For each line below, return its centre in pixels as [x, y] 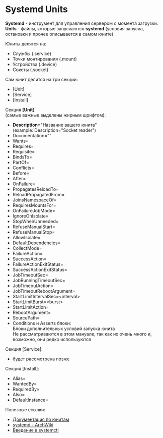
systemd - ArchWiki [33, 424]
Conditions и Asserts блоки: [42, 323]
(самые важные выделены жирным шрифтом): [56, 115]
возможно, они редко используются [52, 339]
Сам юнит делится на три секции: [42, 79]
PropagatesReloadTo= [36, 189]
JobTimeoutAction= [33, 286]
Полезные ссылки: [25, 409]
